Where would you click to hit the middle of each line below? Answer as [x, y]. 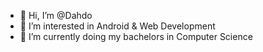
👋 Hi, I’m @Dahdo [56, 15]
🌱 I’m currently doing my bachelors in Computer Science [136, 36]
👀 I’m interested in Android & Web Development [117, 26]
